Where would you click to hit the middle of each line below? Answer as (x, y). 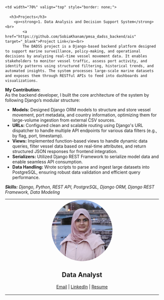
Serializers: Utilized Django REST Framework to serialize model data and (85, 157)
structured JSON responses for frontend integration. (65, 151)
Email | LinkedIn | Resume (82, 287)
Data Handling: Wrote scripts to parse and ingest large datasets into (81, 167)
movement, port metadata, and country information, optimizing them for (84, 115)
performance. (26, 177)
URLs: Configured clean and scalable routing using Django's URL (78, 125)
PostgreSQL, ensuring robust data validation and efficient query (76, 172)
